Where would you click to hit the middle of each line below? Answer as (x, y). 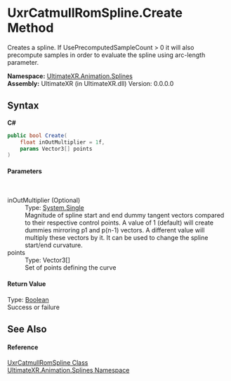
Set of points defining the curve (71, 268)
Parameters (25, 171)
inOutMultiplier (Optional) (44, 200)
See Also (27, 329)
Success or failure (33, 307)
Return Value (27, 284)
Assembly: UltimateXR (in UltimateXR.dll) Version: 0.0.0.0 (91, 83)
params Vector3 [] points (56, 149)
